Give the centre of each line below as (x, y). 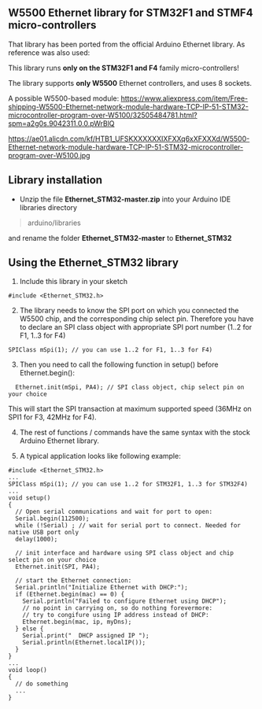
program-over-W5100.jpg (49, 155)
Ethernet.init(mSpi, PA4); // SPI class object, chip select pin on (130, 388)
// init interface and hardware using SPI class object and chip (125, 553)
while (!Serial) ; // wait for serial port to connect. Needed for (128, 526)
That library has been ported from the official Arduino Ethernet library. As (127, 44)
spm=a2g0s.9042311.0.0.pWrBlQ (62, 123)
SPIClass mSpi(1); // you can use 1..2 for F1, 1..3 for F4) (111, 350)
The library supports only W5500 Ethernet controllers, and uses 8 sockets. (130, 83)
